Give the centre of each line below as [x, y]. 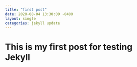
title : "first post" [26, 9]
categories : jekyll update [33, 23]
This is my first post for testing [69, 47]
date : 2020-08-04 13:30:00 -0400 [39, 14]
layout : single [21, 18]
